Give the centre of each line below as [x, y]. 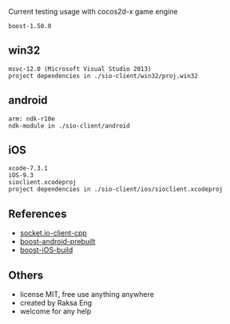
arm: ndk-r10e [32, 119]
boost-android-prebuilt [57, 242]
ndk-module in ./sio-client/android [69, 126]
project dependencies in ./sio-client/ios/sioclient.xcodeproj [116, 190]
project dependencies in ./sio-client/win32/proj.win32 [103, 76]
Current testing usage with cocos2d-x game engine [93, 12]
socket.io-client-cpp [54, 233]
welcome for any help [56, 311]
